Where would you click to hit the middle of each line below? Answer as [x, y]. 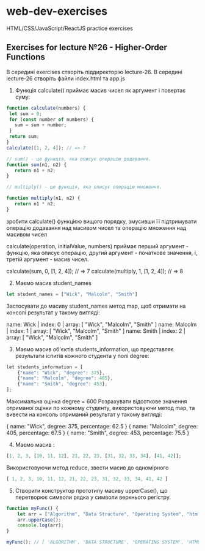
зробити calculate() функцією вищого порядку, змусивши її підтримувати [102, 221]
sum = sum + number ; [41, 125]
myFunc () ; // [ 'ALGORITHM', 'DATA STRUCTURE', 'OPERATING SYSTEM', [95, 542]
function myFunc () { [33, 508]
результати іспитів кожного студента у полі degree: [82, 355]
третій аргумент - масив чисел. [48, 259]
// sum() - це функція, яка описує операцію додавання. [79, 159]
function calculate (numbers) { [46, 108]
